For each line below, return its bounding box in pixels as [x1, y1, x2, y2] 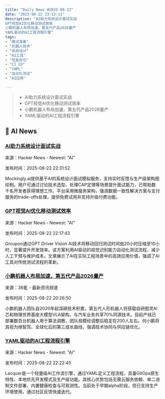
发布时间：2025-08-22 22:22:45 [5, 360, 71, 366]
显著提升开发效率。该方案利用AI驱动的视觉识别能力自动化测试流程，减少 [13, 247, 160, 253]
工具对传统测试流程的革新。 [5, 259, 61, 265]
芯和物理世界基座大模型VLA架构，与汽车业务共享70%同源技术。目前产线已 [5, 312, 156, 317]
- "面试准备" [5, 39, 29, 44]
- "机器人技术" [5, 44, 33, 49]
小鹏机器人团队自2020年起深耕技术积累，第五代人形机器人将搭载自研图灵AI [5, 306, 158, 312]
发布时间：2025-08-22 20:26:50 [5, 295, 71, 301]
